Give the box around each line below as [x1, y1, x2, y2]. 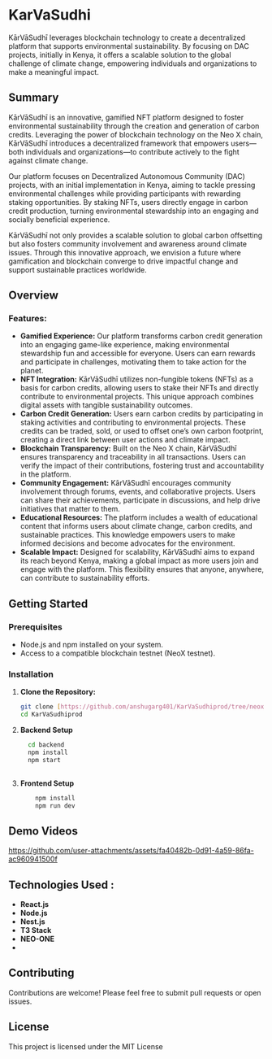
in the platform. [19, 469, 71, 479]
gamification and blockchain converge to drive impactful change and [8, 256, 239, 266]
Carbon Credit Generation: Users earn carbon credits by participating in [19, 409, 264, 419]
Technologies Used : [8, 878, 114, 891]
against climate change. [8, 155, 89, 165]
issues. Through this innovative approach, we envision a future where [8, 247, 241, 257]
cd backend [28, 741, 65, 749]
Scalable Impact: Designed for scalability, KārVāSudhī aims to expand [19, 547, 256, 557]
